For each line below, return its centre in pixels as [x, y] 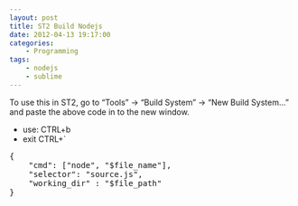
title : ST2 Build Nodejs [56, 26]
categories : [32, 43]
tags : [19, 60]
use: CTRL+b [47, 129]
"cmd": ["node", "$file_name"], [100, 165]
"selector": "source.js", [86, 174]
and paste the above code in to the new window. [99, 112]
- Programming [52, 51]
